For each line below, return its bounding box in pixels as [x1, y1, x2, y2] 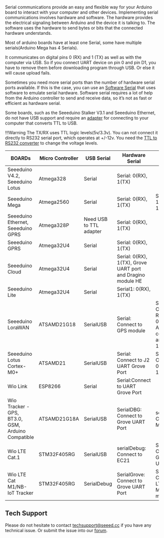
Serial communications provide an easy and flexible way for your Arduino [5, 4, 152, 10]
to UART [117, 383, 136, 390]
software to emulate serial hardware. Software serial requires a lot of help [5, 90, 153, 96]
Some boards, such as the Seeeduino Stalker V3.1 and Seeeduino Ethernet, [5, 110, 156, 116]
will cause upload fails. [5, 70, 51, 75]
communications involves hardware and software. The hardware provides [5, 15, 153, 20]
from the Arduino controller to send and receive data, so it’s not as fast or [5, 95, 152, 101]
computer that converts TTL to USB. [5, 120, 78, 126]
